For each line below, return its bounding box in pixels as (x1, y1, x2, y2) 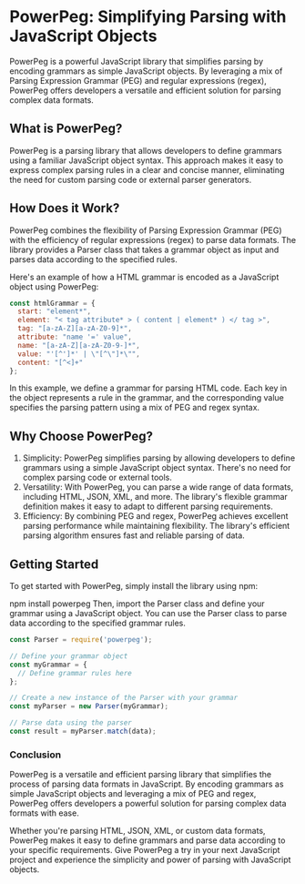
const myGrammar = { (9, 660, 88, 669)
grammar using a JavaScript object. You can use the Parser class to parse (9, 608, 288, 619)
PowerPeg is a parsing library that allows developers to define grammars (9, 145, 282, 156)
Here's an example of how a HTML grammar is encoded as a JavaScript (9, 271, 280, 282)
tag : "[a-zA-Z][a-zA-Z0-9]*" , (17, 324, 132, 333)
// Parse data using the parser (9, 718, 132, 727)
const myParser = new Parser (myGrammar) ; (9, 702, 169, 711)
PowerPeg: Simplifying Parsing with (9, 6, 287, 27)
